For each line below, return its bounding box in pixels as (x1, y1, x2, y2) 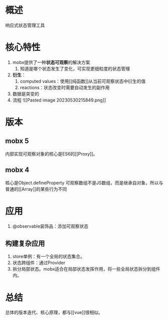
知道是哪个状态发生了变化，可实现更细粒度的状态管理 (20, 65, 130, 71)
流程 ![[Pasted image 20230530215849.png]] (12, 97, 106, 103)
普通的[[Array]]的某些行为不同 (5, 186, 67, 192)
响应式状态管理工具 (5, 22, 45, 28)
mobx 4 (5, 166, 30, 174)
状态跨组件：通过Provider (12, 260, 66, 266)
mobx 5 (5, 137, 29, 145)
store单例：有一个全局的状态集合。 (12, 254, 85, 260)
